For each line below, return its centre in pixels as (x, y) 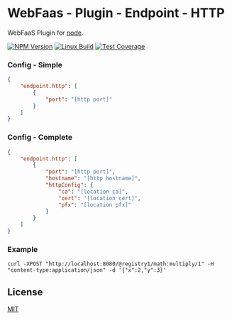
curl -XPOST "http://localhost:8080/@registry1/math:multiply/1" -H (111, 264)
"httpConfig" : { (69, 185)
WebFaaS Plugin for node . (45, 33)
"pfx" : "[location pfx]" (95, 205)
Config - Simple (35, 65)
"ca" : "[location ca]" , (93, 192)
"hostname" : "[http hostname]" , (93, 179)
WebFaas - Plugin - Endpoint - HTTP (116, 13)
